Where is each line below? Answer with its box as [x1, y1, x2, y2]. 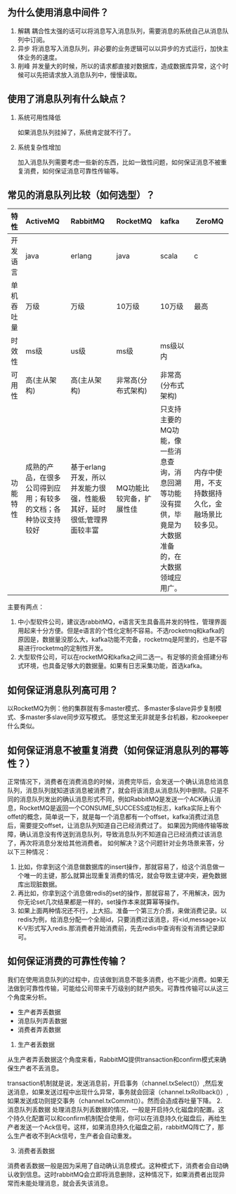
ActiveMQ [25, 216, 60, 226]
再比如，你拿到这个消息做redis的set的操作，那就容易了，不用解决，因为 [17, 889, 226, 898]
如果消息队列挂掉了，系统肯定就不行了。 [17, 128, 135, 136]
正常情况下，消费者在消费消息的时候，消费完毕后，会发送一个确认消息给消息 [7, 778, 229, 786]
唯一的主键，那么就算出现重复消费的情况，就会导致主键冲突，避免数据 [23, 872, 227, 880]
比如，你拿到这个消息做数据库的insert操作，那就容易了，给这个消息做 [17, 862, 219, 871]
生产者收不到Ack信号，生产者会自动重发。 [13, 1131, 136, 1140]
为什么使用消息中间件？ [7, 6, 109, 19]
